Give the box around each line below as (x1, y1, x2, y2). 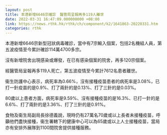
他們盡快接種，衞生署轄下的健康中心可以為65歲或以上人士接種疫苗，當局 (9, 118, 160, 124)
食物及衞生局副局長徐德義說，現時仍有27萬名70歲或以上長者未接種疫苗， (5, 112, 156, 118)
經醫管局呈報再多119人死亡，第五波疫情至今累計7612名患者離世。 (5, 68, 140, 74)
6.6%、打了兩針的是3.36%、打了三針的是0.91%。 (5, 101, 108, 107)
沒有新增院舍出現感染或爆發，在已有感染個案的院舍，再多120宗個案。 (5, 57, 149, 63)
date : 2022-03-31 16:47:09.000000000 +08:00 (5, 16, 100, 21)
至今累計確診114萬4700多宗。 (22, 46, 84, 52)
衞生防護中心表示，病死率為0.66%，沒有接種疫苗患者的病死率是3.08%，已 (5, 78, 160, 84)
